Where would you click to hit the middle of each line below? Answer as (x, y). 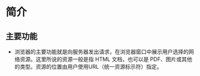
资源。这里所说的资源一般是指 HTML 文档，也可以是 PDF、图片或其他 (106, 59)
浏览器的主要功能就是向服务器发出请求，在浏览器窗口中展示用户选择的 (102, 52)
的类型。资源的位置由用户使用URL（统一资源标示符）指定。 (88, 67)
